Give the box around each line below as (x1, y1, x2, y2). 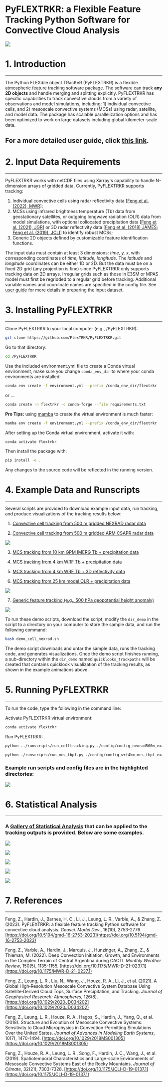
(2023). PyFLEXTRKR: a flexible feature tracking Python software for (5, 921, 146, 927)
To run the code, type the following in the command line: (5, 705, 121, 711)
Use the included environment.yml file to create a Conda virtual (5, 363, 135, 369)
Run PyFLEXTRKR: (5, 733, 43, 739)
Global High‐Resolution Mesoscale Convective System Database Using (5, 983, 151, 989)
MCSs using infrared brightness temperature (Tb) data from (12, 209, 136, 215)
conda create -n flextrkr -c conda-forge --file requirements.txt (5, 402, 146, 407)
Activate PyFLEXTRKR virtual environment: (5, 715, 93, 721)
